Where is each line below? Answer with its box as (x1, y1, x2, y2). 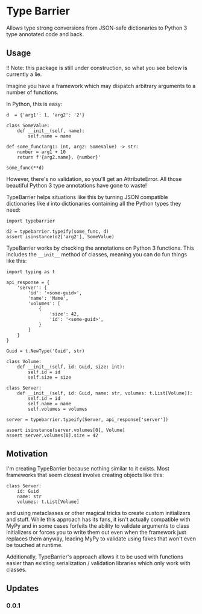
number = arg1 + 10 (17, 149, 66, 155)
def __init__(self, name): (17, 128, 85, 134)
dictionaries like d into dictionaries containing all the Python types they (6, 200, 181, 207)
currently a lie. (6, 71, 42, 78)
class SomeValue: (6, 122, 50, 128)
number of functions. (6, 89, 59, 96)
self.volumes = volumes (28, 406, 87, 412)
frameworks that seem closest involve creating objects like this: (6, 471, 164, 478)
